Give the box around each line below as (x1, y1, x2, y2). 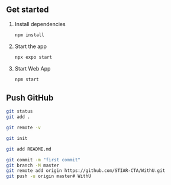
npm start (14, 76, 40, 82)
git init (6, 135, 28, 141)
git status (6, 109, 33, 114)
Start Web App (14, 65, 51, 72)
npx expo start (14, 54, 53, 60)
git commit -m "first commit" (6, 157, 81, 162)
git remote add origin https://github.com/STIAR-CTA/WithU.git (6, 168, 166, 174)
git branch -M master (6, 162, 60, 168)
